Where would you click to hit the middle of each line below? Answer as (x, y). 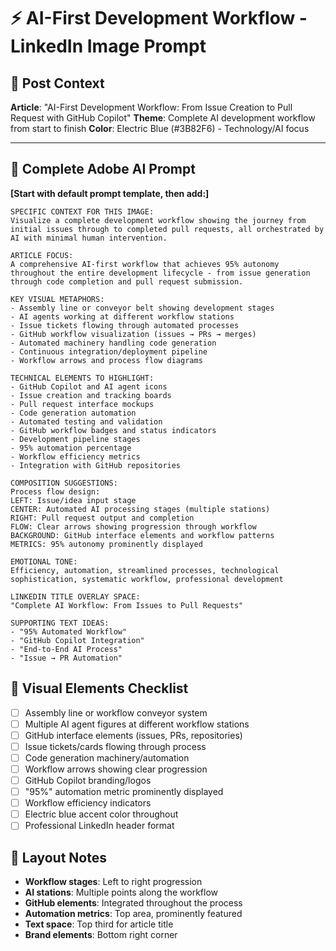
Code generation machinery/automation (107, 757)
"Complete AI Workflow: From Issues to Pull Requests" (127, 605)
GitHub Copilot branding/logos (88, 780)
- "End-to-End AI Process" (66, 649)
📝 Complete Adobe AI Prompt (103, 169)
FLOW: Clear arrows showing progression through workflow (133, 526)
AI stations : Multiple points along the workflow (121, 892)
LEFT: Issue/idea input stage (73, 500)
